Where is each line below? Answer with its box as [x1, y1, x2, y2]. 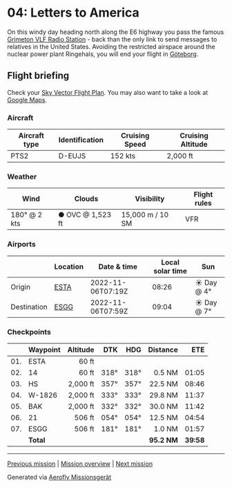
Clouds [74, 194, 99, 204]
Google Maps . [7, 96, 47, 104]
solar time [153, 266, 188, 275]
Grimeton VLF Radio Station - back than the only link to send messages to [7, 35, 217, 43]
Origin [10, 282, 31, 291]
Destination [10, 302, 48, 311]
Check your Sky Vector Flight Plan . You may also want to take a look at [7, 88, 209, 96]
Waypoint [28, 345, 61, 354]
